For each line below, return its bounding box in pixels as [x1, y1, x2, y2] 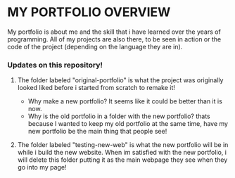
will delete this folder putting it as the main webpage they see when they [17, 155, 228, 164]
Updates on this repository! [7, 60, 103, 70]
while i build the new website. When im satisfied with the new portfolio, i [17, 148, 227, 157]
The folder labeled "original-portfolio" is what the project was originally [17, 76, 224, 84]
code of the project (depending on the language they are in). [7, 42, 183, 51]
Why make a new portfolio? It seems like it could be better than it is [27, 97, 223, 106]
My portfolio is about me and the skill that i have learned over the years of [7, 27, 222, 36]
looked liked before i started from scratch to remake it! [17, 84, 176, 92]
